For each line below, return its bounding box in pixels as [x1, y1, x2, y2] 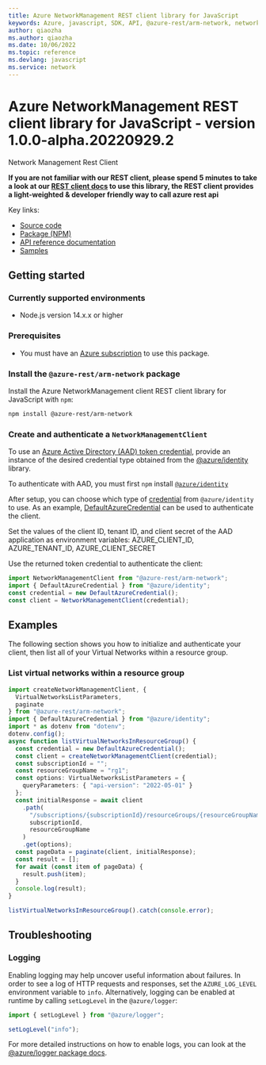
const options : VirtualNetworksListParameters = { [15, 775, 186, 782]
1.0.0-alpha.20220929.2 [8, 131, 174, 149]
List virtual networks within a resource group [8, 667, 184, 679]
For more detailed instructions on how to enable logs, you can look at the [8, 1040, 246, 1049]
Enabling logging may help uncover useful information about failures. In [8, 970, 241, 980]
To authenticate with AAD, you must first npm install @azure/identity [8, 479, 229, 489]
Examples [8, 618, 58, 632]
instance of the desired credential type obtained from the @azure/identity [8, 456, 249, 465]
